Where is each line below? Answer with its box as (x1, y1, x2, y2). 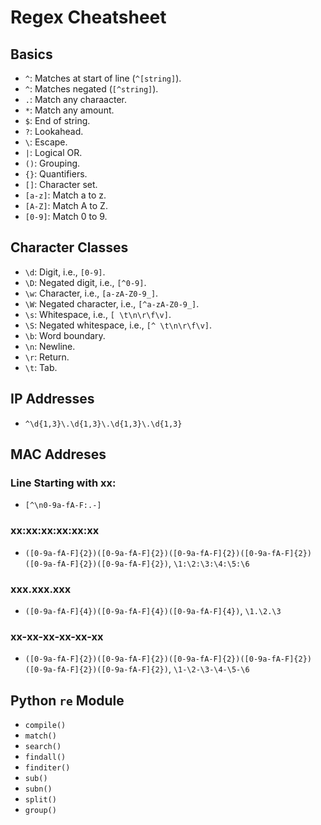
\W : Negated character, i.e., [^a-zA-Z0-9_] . (24, 297, 200, 310)
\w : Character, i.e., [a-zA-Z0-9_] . (24, 287, 159, 299)
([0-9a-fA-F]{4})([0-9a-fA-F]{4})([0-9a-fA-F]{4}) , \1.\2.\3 (24, 604, 282, 616)
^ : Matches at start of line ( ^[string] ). (24, 72, 182, 84)
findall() (24, 752, 67, 763)
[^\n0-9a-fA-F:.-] (24, 501, 102, 511)
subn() (24, 784, 53, 795)
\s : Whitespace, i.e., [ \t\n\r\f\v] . (24, 308, 172, 320)
